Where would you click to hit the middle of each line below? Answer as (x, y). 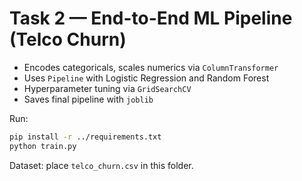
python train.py (43, 146)
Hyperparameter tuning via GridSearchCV (107, 88)
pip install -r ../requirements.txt (85, 137)
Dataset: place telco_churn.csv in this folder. (101, 165)
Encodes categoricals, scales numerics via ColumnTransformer (151, 67)
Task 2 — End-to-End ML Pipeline (151, 18)
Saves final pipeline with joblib (88, 99)
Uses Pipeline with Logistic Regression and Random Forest (146, 78)
